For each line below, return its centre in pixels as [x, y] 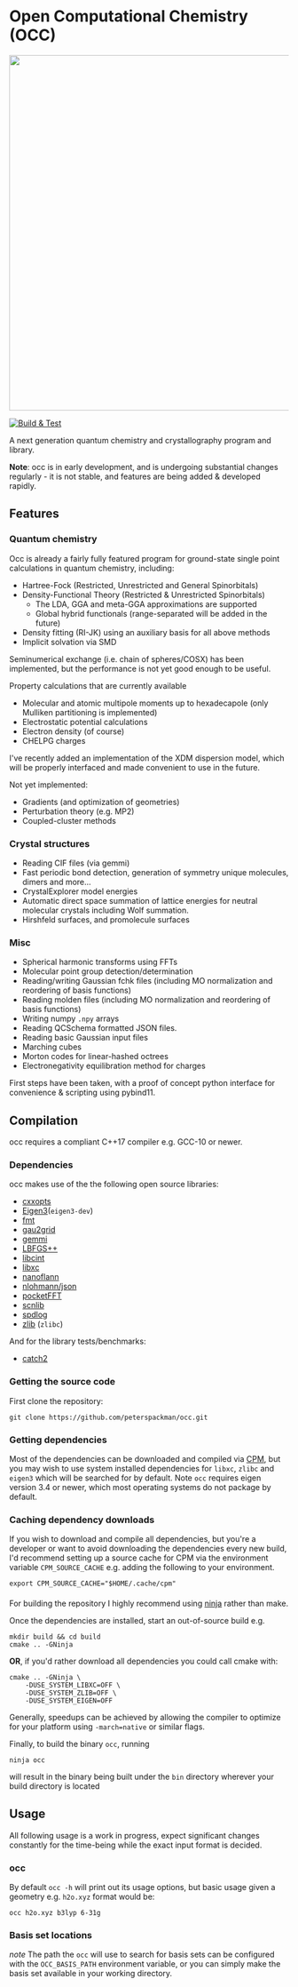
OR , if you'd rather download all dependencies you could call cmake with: [144, 1661]
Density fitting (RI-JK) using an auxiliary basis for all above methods [146, 632]
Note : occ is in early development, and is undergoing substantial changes [144, 467]
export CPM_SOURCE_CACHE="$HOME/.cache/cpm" [93, 1584]
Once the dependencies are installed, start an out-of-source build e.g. [137, 1620]
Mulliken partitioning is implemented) [90, 712]
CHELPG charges [54, 740]
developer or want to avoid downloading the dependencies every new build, [148, 1549]
